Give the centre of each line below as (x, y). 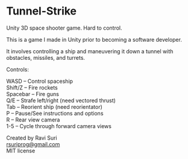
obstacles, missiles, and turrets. (46, 57)
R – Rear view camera (33, 120)
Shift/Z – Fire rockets (32, 87)
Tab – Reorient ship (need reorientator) (54, 106)
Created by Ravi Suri (32, 138)
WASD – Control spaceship (40, 81)
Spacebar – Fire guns (33, 94)
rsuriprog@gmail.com (33, 144)
